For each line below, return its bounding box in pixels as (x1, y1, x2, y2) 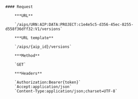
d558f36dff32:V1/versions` (5, 26, 63, 31)
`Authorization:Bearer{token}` (14, 80, 81, 85)
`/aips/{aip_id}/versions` (14, 44, 72, 49)
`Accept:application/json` (14, 84, 72, 89)
